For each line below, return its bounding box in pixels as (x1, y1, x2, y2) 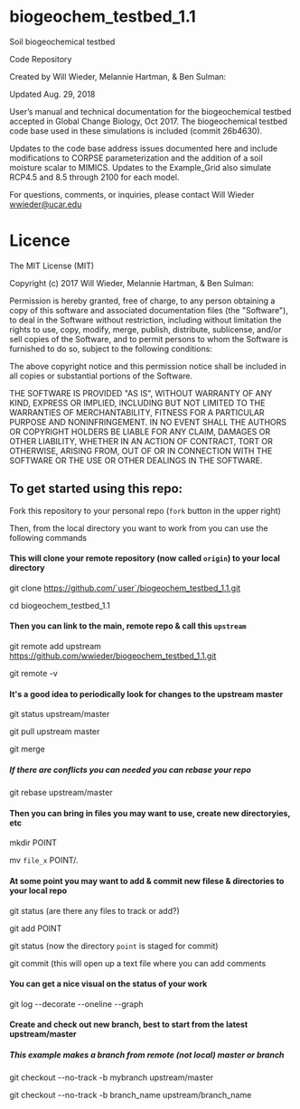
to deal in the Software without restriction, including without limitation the (9, 314, 282, 325)
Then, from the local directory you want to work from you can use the (9, 522, 268, 534)
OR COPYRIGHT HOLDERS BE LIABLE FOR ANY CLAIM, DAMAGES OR (9, 426, 271, 437)
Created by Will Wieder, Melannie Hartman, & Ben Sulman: (9, 70, 227, 82)
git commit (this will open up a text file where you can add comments (9, 957, 267, 968)
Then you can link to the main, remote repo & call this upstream (9, 620, 247, 631)
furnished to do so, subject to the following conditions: (9, 343, 212, 354)
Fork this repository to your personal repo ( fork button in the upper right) (9, 505, 282, 516)
